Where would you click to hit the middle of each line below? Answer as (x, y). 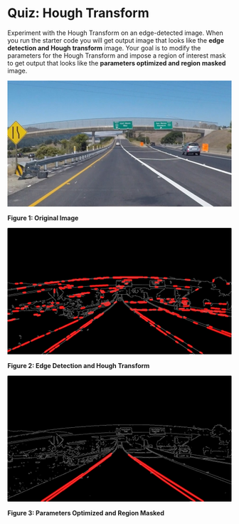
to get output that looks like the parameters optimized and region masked (117, 63)
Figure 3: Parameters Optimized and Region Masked (86, 513)
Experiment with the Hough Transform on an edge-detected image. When (115, 33)
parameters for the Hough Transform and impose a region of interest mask (117, 56)
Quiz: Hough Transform (78, 13)
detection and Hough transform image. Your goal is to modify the (104, 48)
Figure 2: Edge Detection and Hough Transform (79, 365)
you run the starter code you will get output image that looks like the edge (116, 40)
